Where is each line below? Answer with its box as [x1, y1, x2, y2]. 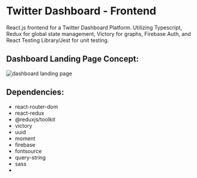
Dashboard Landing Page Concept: [6, 54, 139, 64]
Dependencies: [6, 87, 64, 97]
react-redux [14, 109, 45, 116]
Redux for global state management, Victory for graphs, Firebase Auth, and [6, 30, 191, 37]
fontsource [14, 148, 42, 155]
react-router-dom [14, 103, 59, 110]
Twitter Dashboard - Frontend [6, 4, 156, 18]
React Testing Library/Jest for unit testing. [6, 36, 109, 44]
